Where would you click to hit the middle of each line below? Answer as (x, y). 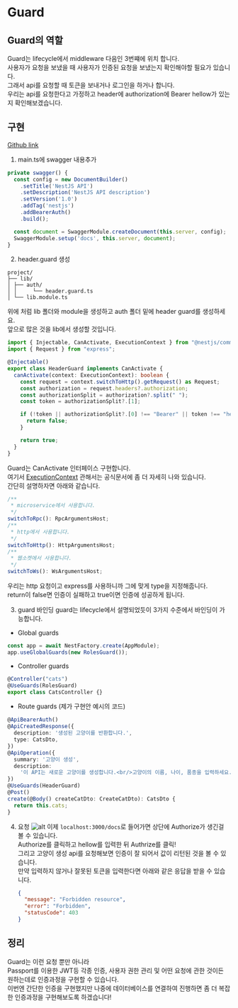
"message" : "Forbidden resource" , (75, 900)
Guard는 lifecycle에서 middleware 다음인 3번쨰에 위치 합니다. (93, 58)
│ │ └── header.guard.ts (50, 291)
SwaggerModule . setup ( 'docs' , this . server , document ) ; (95, 238)
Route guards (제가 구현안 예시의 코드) (72, 706)
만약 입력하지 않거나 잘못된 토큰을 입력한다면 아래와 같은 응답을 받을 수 (115, 871)
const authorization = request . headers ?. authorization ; (104, 388)
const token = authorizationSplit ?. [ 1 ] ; (80, 402)
